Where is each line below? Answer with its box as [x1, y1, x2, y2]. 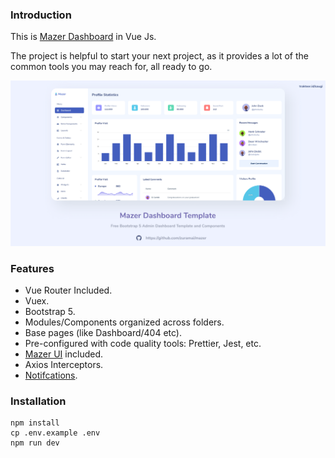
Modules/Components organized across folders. [24, 316, 225, 328]
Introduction [10, 8, 72, 22]
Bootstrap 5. [24, 305, 76, 317]
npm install [10, 418, 60, 428]
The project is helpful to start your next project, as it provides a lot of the [10, 50, 309, 62]
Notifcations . [24, 369, 78, 381]
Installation [10, 394, 67, 408]
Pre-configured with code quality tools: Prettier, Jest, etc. [24, 337, 262, 349]
